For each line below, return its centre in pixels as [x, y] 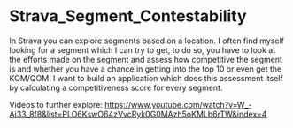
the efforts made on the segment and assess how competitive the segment [146, 59]
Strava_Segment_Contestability [128, 16]
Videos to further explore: [56, 104]
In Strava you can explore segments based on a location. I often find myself [147, 41]
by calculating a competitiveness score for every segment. [116, 87]
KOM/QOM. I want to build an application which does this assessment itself [146, 78]
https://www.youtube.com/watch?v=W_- [178, 104]
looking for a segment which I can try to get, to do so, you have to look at [143, 49]
